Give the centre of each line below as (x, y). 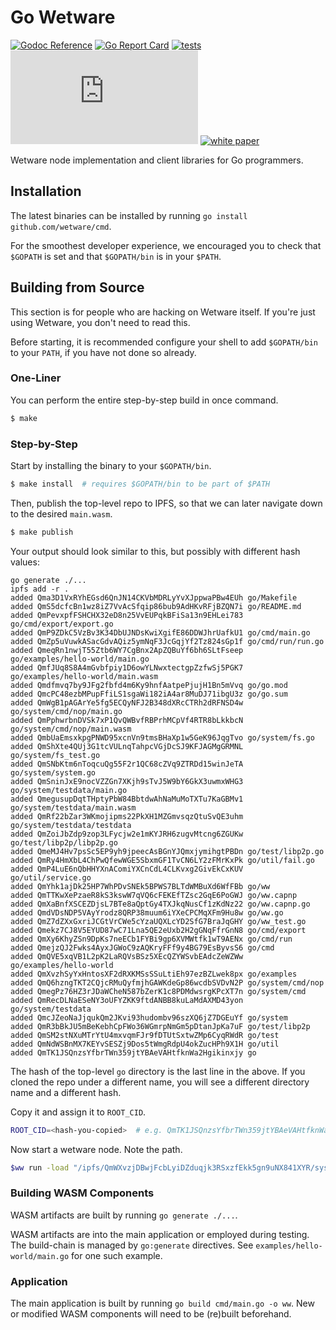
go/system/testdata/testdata (71, 825)
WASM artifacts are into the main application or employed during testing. (160, 1234)
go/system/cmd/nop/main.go (66, 711)
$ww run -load (40, 1167)
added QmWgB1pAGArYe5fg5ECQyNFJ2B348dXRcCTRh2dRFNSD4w (127, 702)
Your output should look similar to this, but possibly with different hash (155, 551)
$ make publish (42, 532)
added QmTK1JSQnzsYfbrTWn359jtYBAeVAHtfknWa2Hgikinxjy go (133, 1052)
